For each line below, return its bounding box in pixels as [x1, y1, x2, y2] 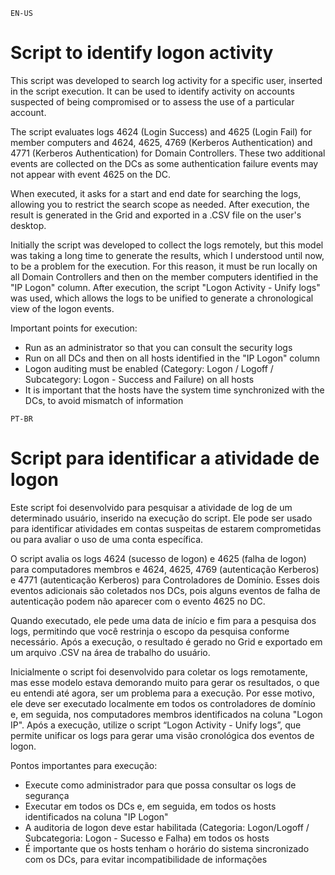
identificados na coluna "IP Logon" [24, 810, 169, 823]
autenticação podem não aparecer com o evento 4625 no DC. [10, 595, 266, 607]
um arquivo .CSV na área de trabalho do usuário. [10, 646, 211, 658]
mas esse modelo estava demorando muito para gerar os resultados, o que [10, 676, 320, 688]
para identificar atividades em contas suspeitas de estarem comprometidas [10, 522, 322, 534]
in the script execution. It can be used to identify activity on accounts [10, 85, 295, 97]
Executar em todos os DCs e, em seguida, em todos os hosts [24, 800, 277, 812]
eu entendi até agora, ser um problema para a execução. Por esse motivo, [10, 687, 315, 699]
